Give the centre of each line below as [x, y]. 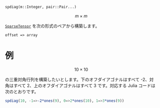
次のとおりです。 [22, 92]
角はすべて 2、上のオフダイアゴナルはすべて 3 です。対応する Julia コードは [80, 85]
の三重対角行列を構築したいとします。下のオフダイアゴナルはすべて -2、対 [79, 79]
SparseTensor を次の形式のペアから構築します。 [52, 26]
